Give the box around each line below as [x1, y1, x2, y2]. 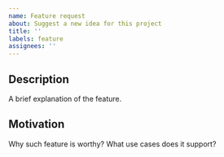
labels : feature [8, 34, 64, 43]
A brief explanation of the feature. [8, 94, 122, 103]
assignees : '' [8, 42, 57, 50]
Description [8, 72, 69, 86]
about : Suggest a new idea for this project [8, 20, 162, 28]
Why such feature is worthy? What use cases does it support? [8, 139, 217, 149]
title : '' [8, 27, 42, 35]
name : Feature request [8, 11, 86, 20]
